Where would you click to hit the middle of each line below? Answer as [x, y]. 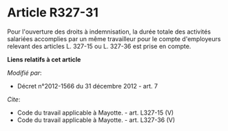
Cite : [14, 99]
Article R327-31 [53, 13]
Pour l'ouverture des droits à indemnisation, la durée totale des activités [109, 32]
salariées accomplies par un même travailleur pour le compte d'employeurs [114, 38]
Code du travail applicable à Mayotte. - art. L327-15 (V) [95, 112]
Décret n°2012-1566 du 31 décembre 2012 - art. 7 [87, 86]
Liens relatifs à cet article [44, 59]
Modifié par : [25, 73]
